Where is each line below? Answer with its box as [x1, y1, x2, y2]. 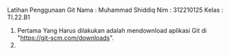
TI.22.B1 [7, 13, 30, 21]
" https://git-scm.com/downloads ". [17, 34, 114, 42]
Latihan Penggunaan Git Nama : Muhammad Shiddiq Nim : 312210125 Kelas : [7, 6, 224, 14]
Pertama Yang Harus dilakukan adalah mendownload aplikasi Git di [17, 27, 207, 34]
